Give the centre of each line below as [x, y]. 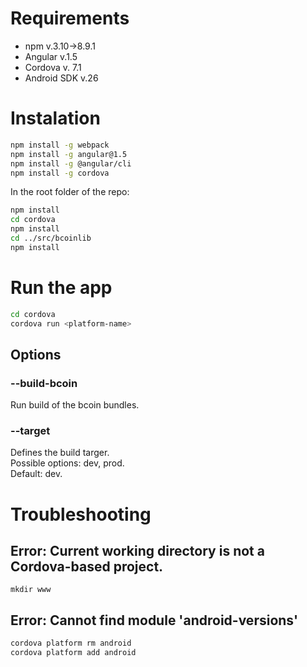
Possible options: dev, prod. [67, 463]
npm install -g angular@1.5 [69, 154]
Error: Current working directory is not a [137, 551]
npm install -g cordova [60, 173]
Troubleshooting [81, 514]
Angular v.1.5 [51, 56]
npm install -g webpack [60, 145]
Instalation [55, 118]
